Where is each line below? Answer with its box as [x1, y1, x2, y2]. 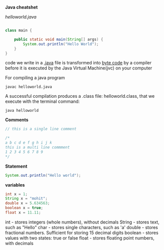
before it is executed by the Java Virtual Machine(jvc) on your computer [5, 65, 153, 71]
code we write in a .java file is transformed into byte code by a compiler [5, 60, 152, 66]
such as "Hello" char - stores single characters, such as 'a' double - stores [5, 224, 158, 230]
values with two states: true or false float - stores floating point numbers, [5, 235, 155, 241]
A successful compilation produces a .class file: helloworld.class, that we [5, 93, 155, 99]
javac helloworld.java [5, 84, 52, 89]
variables [5, 182, 25, 188]
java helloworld [5, 108, 39, 113]
